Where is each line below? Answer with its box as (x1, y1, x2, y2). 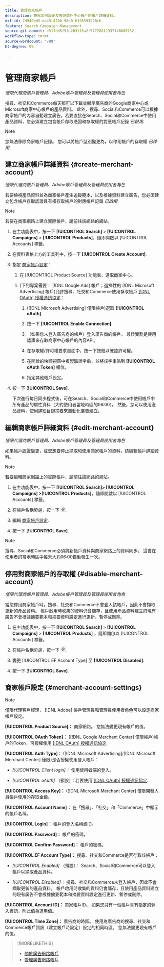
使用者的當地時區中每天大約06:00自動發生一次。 (5, 554, 103, 560)
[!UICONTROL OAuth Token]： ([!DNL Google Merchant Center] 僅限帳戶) (5, 734, 154, 740)
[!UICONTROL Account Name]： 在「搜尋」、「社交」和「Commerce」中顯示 (5, 804, 159, 810)
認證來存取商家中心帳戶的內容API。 (26, 337, 98, 343)
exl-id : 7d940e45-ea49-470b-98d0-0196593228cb (5, 18, 102, 23)
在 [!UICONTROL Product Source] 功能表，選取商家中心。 (19, 272, 136, 278)
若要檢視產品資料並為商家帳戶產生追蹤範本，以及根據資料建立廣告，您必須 (5, 192, 155, 198)
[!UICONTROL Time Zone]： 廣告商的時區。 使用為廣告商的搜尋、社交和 (5, 918, 151, 924)
